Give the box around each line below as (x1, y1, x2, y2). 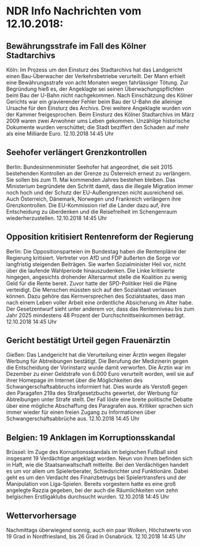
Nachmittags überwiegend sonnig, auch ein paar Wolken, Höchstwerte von (6, 527, 192, 534)
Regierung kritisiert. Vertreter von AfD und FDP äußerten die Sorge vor (6, 254, 181, 261)
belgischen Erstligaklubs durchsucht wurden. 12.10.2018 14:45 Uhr (6, 493, 169, 500)
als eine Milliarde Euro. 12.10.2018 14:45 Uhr (6, 130, 114, 137)
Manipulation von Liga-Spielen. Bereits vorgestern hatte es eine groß (6, 481, 176, 488)
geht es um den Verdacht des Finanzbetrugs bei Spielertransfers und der (6, 474, 187, 481)
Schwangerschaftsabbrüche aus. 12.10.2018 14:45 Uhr (6, 415, 140, 422)
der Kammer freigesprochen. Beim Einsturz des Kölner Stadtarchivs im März (6, 111, 195, 118)
